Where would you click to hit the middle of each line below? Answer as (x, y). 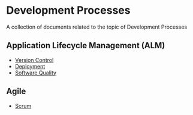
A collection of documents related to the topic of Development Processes (97, 27)
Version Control (34, 60)
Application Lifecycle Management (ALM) (86, 46)
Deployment (30, 66)
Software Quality (36, 73)
